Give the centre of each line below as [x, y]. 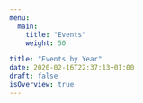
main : [28, 26]
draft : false [34, 76]
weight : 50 [46, 43]
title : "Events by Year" [56, 60]
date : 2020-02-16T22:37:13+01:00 [72, 68]
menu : [19, 18]
